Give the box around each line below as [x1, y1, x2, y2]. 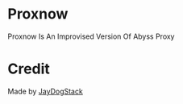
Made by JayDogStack [7, 86, 84, 96]
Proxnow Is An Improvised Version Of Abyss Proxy [7, 31, 175, 41]
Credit [7, 60, 50, 78]
